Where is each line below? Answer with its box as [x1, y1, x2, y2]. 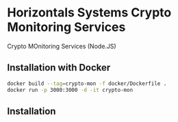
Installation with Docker [7, 62, 111, 73]
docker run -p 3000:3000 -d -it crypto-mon [7, 86, 133, 93]
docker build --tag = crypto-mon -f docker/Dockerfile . [7, 80, 167, 87]
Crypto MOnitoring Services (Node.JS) [7, 42, 116, 50]
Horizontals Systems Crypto [7, 5, 172, 21]
